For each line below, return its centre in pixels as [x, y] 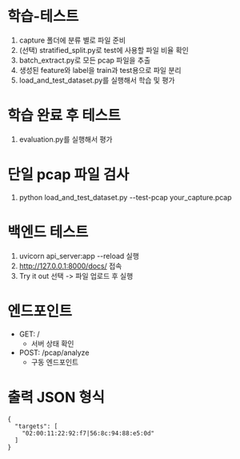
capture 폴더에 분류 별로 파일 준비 [72, 40]
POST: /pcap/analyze [54, 352]
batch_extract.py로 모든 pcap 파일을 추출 [85, 60]
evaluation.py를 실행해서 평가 [66, 139]
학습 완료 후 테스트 [64, 116]
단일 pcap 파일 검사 [68, 175]
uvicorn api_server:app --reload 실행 [79, 256]
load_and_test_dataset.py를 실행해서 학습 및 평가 [97, 80]
